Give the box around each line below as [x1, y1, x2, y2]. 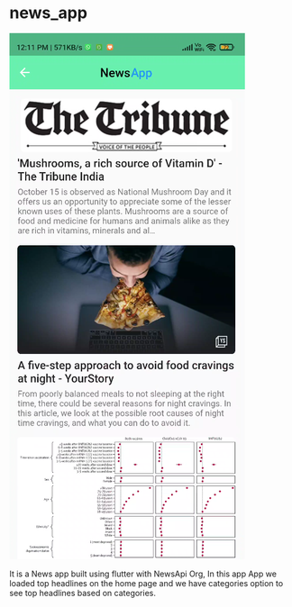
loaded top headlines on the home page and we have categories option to [9, 577, 284, 588]
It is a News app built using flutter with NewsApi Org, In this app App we [9, 568, 278, 579]
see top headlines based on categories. [9, 587, 156, 598]
